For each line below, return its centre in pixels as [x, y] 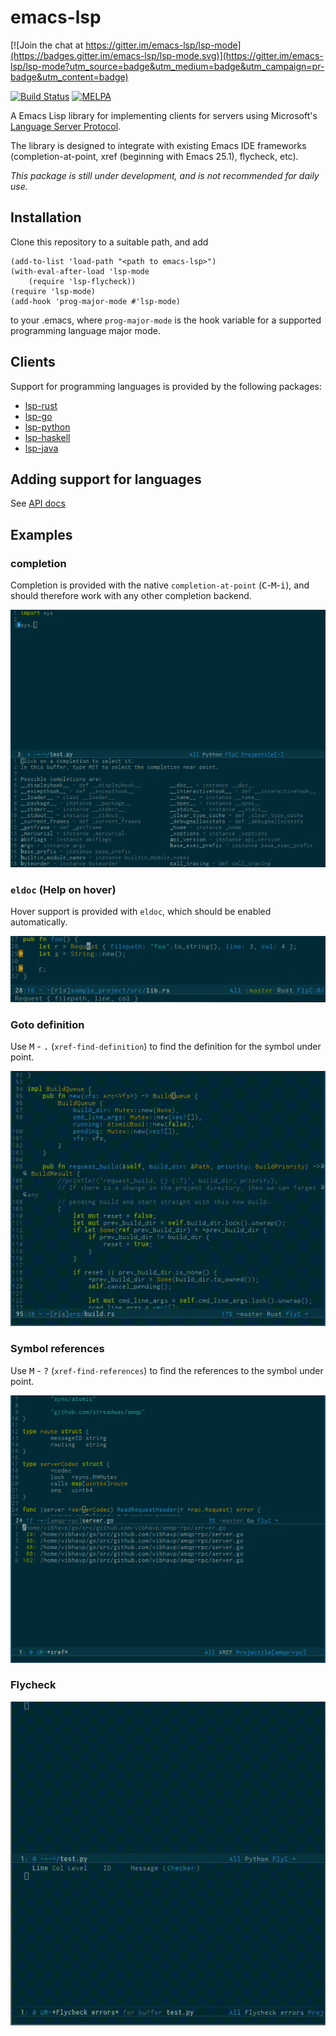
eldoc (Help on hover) [63, 889]
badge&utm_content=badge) [69, 77]
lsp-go [38, 416]
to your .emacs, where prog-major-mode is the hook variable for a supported [166, 320]
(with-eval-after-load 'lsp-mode [80, 271]
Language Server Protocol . [66, 126]
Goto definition [47, 1024]
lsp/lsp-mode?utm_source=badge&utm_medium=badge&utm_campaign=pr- [167, 66]
